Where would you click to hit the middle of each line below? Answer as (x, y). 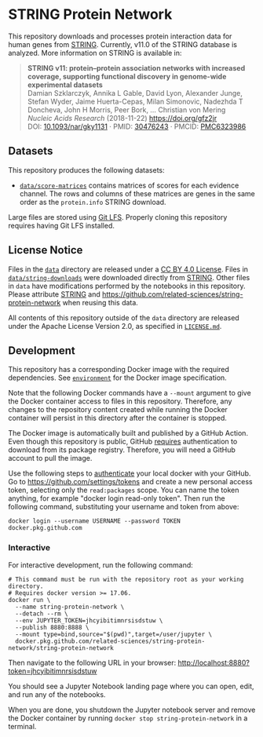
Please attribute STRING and (54, 294)
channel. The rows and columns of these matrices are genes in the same (137, 193)
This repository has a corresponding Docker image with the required (119, 370)
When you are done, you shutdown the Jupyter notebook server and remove (132, 710)
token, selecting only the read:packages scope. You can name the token (124, 490)
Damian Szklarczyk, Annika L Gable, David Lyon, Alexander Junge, (135, 93)
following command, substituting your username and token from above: (124, 507)
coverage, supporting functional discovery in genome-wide (127, 76)
